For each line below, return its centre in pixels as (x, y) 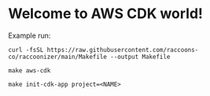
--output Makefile (140, 57)
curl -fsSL (26, 50)
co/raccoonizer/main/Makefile (58, 57)
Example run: (29, 35)
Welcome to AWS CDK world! (105, 14)
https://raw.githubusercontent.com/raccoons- (123, 50)
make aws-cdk (29, 70)
